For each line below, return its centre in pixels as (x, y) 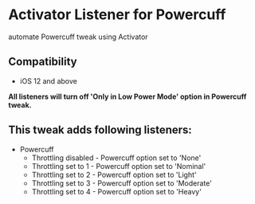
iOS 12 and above (48, 80)
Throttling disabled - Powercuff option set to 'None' (116, 158)
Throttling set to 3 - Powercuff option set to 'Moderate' (122, 183)
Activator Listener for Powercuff (117, 15)
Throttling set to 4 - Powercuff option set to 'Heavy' (116, 191)
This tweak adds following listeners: (100, 130)
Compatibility (43, 62)
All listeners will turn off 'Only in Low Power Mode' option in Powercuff (127, 96)
